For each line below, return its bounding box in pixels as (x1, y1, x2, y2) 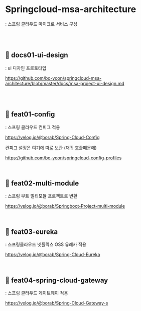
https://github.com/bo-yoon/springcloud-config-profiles (5, 155, 122, 161)
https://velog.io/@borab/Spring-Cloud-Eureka (5, 252, 100, 258)
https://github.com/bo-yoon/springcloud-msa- (5, 75, 102, 81)
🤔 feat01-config (5, 110, 55, 119)
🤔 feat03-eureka (5, 227, 58, 236)
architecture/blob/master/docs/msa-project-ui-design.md (5, 80, 124, 86)
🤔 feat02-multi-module (5, 179, 79, 188)
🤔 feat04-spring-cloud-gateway (5, 276, 108, 284)
